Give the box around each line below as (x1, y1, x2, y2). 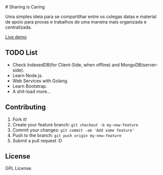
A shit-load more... (12, 88, 51, 94)
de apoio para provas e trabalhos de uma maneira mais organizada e (5, 19, 146, 25)
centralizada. (5, 24, 32, 30)
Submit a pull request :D (12, 137, 62, 143)
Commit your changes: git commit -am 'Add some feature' (12, 127, 135, 133)
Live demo (5, 34, 27, 40)
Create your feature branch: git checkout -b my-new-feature (12, 121, 138, 127)
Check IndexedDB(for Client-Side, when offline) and (12, 62, 120, 68)
